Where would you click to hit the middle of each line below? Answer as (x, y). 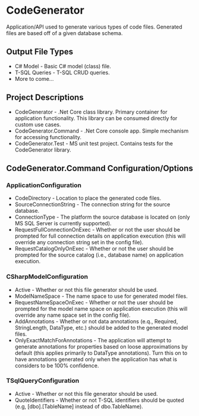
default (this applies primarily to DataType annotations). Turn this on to (101, 353)
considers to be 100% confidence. (57, 365)
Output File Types (40, 52)
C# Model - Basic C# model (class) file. (63, 66)
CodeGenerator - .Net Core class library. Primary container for (91, 112)
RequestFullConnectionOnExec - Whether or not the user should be (97, 230)
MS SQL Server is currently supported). (63, 223)
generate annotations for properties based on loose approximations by (101, 346)
